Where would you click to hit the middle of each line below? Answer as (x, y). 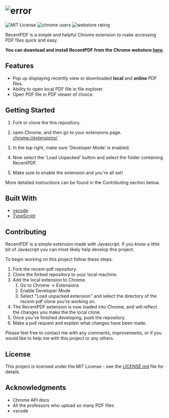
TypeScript (24, 216)
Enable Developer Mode (45, 291)
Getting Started (30, 110)
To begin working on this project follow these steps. (59, 259)
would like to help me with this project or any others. (60, 338)
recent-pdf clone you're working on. (58, 301)
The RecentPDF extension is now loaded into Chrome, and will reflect (85, 307)
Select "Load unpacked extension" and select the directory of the (88, 296)
